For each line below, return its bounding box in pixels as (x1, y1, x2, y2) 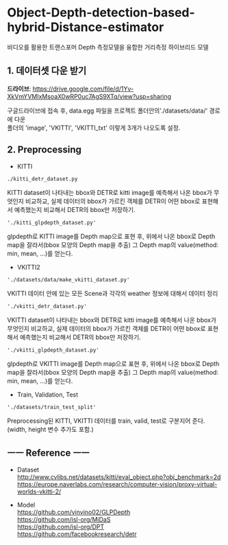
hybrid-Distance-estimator (7, 19, 164, 35)
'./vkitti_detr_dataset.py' (7, 303, 88, 310)
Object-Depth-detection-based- (7, 5, 195, 21)
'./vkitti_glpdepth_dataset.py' (7, 347, 99, 353)
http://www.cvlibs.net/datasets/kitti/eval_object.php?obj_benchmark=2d (16, 473, 221, 481)
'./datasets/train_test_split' (7, 404, 97, 410)
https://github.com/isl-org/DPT (16, 523, 105, 531)
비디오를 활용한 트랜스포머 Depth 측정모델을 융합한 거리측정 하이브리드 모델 (7, 43, 209, 51)
